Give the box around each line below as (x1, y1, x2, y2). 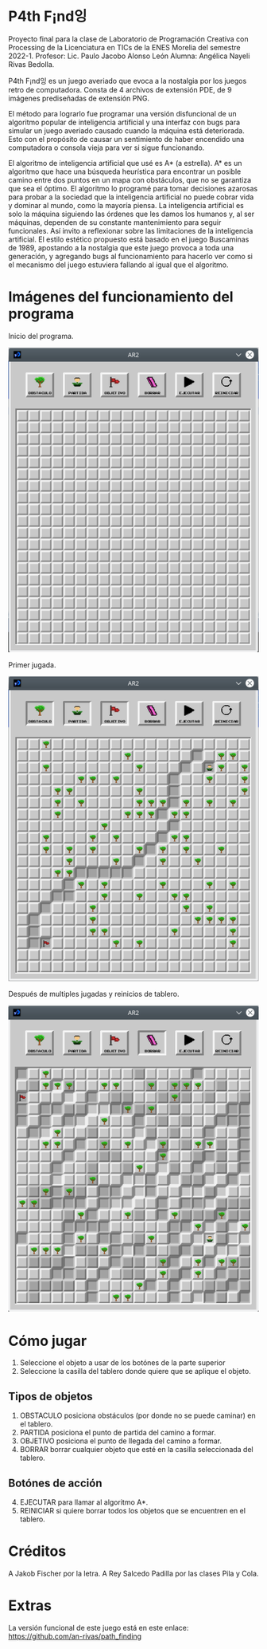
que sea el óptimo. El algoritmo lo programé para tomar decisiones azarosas (8, 183, 258, 193)
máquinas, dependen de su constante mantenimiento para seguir (8, 217, 222, 227)
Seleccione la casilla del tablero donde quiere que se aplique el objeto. (19, 1367, 252, 1376)
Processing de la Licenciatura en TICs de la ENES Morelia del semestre (8, 42, 241, 52)
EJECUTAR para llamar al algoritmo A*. (19, 1497, 149, 1507)
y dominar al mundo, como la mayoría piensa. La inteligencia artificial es (8, 200, 245, 210)
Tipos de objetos (8, 1389, 93, 1403)
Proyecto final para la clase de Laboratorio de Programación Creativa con (8, 33, 249, 44)
